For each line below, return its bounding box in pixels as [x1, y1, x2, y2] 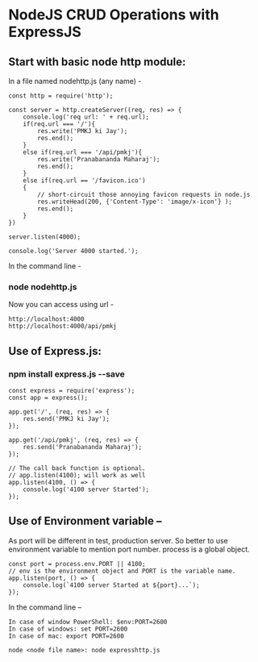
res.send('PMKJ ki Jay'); [23, 414, 110, 423]
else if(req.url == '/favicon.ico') [23, 177, 147, 185]
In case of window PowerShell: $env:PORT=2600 [8, 618, 168, 626]
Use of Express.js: [8, 344, 102, 358]
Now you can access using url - [8, 300, 114, 310]
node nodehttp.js [8, 281, 77, 292]
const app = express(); [8, 393, 89, 402]
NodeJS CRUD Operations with [8, 6, 219, 24]
